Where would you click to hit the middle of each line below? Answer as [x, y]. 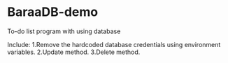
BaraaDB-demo [53, 12]
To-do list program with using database [64, 31]
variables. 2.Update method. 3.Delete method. [74, 52]
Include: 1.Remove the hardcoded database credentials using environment [114, 44]
